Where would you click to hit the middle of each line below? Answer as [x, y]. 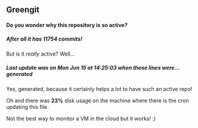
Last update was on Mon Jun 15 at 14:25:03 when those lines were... [93, 68]
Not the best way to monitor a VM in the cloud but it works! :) [81, 118]
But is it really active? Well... [41, 54]
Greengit [23, 10]
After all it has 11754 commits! [44, 39]
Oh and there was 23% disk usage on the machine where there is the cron [98, 100]
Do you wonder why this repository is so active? [67, 25]
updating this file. [27, 106]
